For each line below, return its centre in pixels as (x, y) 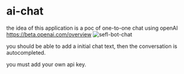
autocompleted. (26, 52)
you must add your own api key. (46, 64)
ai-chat (25, 11)
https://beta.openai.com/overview (49, 34)
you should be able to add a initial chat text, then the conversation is (92, 46)
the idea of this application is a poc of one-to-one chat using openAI (92, 28)
